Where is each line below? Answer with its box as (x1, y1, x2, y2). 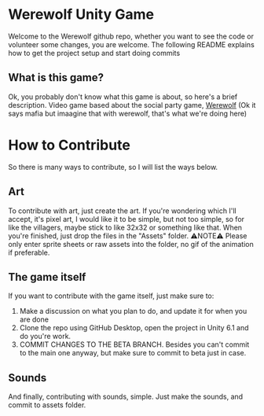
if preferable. (8, 248, 50, 257)
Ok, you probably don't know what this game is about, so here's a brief (8, 92, 238, 101)
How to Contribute (8, 136, 131, 154)
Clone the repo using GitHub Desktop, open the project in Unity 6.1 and (19, 323, 249, 333)
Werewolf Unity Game (8, 6, 155, 24)
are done (19, 315, 49, 324)
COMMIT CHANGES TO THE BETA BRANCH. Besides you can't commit (19, 340, 250, 349)
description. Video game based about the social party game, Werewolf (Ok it (8, 100, 256, 109)
